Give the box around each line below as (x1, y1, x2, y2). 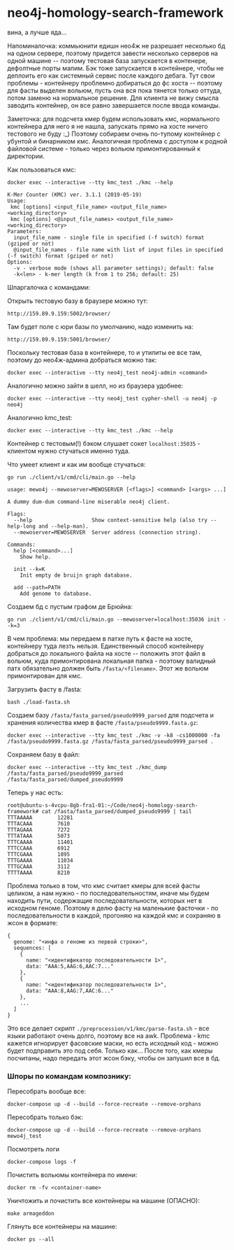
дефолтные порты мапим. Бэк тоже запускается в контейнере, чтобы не (7, 64, 224, 72)
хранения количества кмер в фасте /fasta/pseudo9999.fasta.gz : (7, 718, 198, 726)
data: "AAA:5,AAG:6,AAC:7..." (25, 962, 114, 970)
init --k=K (13, 566, 45, 573)
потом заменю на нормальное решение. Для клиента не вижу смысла (7, 93, 219, 102)
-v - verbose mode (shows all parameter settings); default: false (13, 265, 214, 272)
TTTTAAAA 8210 (7, 869, 71, 876)
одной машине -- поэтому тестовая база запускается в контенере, (7, 56, 207, 64)
